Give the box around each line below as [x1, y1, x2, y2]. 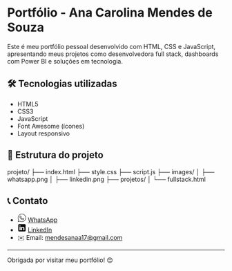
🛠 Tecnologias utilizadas [7, 78, 117, 90]
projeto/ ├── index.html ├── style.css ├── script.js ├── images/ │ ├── [7, 167, 215, 176]
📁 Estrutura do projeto [7, 149, 104, 161]
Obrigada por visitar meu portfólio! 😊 [7, 256, 114, 264]
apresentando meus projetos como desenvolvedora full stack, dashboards [7, 50, 219, 58]
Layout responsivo [17, 129, 70, 138]
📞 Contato [7, 195, 48, 207]
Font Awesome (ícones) [17, 122, 85, 130]
